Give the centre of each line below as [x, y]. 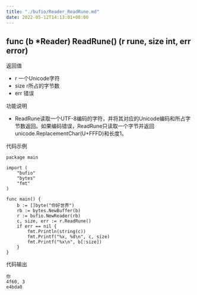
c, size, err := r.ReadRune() [54, 221]
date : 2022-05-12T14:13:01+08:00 [47, 17]
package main [22, 158]
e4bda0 [14, 287]
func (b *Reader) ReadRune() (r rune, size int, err [99, 41]
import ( [17, 168]
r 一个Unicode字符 [37, 79]
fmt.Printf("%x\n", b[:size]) [65, 242]
